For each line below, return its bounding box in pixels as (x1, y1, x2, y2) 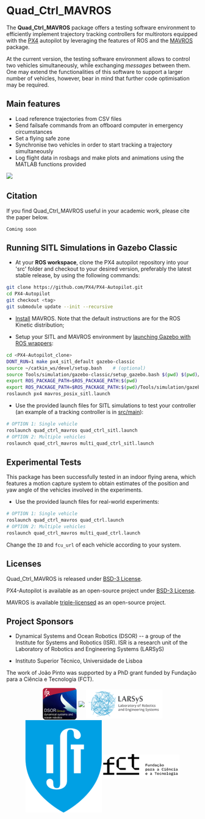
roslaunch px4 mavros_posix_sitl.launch (6, 391, 111, 397)
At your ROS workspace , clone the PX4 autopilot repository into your (15, 259, 189, 266)
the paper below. (6, 213, 49, 220)
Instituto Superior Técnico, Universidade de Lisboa (15, 657, 143, 664)
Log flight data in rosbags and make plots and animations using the (15, 154, 184, 161)
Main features (6, 99, 61, 109)
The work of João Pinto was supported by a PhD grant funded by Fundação (6, 669, 197, 677)
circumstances (15, 128, 53, 135)
